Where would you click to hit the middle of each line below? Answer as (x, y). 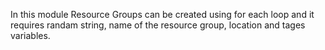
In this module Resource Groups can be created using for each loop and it (162, 14)
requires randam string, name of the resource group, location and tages (158, 25)
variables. (30, 35)
